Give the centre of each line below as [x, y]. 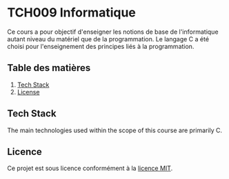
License [28, 92]
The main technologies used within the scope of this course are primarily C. [115, 130]
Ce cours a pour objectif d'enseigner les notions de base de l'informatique [113, 32]
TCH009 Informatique [72, 13]
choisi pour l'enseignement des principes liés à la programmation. [101, 46]
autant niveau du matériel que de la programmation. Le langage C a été [108, 39]
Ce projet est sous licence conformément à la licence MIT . [90, 168]
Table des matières [49, 68]
